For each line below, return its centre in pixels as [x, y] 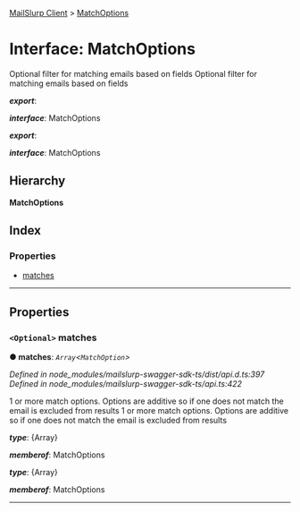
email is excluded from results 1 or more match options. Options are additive [149, 411]
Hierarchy [37, 181]
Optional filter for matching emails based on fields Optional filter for [133, 73]
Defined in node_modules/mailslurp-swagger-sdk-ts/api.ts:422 [126, 384]
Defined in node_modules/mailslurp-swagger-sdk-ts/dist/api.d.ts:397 [137, 374]
